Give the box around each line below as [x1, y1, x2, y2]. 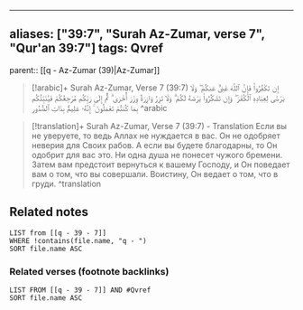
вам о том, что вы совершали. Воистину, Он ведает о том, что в [31, 168, 279, 179]
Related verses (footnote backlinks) [9, 265, 170, 277]
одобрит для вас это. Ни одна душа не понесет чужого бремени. [31, 149, 283, 160]
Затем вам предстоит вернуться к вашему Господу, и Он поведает [31, 159, 290, 170]
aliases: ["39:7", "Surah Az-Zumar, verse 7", [9, 26, 265, 42]
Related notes [9, 204, 88, 220]
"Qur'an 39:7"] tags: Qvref [9, 41, 164, 56]
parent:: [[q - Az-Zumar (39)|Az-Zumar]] [9, 64, 161, 75]
